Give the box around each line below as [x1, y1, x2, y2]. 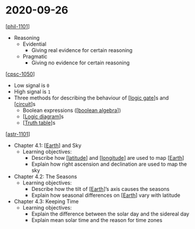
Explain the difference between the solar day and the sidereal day [31, 210, 190, 217]
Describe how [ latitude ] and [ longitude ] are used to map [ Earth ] [31, 154, 184, 161]
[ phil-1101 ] [5, 23, 30, 30]
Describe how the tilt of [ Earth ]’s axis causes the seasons [31, 185, 170, 192]
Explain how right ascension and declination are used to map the [31, 160, 187, 168]
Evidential [22, 40, 47, 47]
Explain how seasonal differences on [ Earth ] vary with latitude [31, 192, 180, 199]
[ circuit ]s [13, 100, 36, 107]
